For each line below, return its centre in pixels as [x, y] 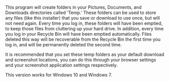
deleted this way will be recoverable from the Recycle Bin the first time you [83, 39]
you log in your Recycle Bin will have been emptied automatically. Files [78, 34]
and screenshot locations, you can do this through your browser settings [81, 60]
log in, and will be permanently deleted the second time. [64, 45]
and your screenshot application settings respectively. [62, 65]
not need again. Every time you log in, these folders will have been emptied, [84, 23]
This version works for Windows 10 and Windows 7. [59, 75]
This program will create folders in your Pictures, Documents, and [73, 7]
